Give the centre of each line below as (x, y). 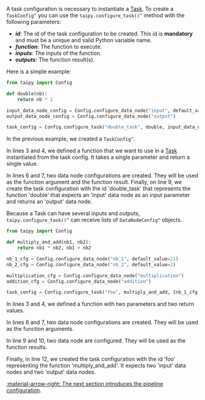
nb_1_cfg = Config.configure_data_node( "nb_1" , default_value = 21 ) (92, 259)
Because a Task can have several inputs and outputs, (73, 213)
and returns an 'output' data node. (49, 202)
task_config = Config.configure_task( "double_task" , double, (86, 127)
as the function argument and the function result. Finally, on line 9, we (94, 182)
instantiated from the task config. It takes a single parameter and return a (98, 157)
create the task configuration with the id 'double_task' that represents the (99, 188)
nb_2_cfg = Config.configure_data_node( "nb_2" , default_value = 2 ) (91, 265)
